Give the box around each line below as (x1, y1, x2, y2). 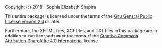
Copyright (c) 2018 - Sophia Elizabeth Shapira (5, 4, 96, 10)
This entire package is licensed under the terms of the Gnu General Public (5, 13, 152, 19)
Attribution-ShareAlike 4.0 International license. (5, 38, 99, 44)
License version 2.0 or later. (5, 19, 60, 24)
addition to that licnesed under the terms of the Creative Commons (5, 33, 139, 38)
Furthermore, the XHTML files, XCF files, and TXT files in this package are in (5, 28, 157, 33)
